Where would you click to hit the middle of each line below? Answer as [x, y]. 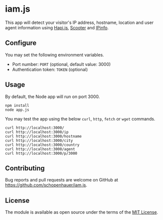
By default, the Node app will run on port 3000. [52, 97]
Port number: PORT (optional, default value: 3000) [61, 64]
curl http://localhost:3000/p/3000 [41, 153]
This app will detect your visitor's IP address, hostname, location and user [79, 22]
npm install [17, 105]
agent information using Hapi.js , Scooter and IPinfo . [57, 27]
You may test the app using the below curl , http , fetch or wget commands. [80, 119]
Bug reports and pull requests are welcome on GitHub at [62, 180]
